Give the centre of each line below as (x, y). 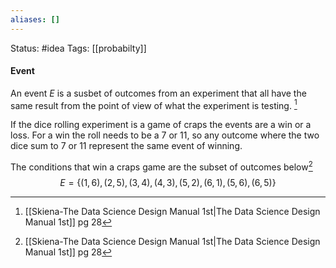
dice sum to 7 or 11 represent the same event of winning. (126, 146)
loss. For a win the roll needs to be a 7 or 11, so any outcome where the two (165, 135)
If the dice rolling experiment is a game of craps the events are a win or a (161, 125)
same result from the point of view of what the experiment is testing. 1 (154, 104)
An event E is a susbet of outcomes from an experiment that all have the (158, 93)
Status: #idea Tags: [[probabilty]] (78, 48)
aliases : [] (35, 19)
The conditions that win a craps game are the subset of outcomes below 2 (161, 166)
